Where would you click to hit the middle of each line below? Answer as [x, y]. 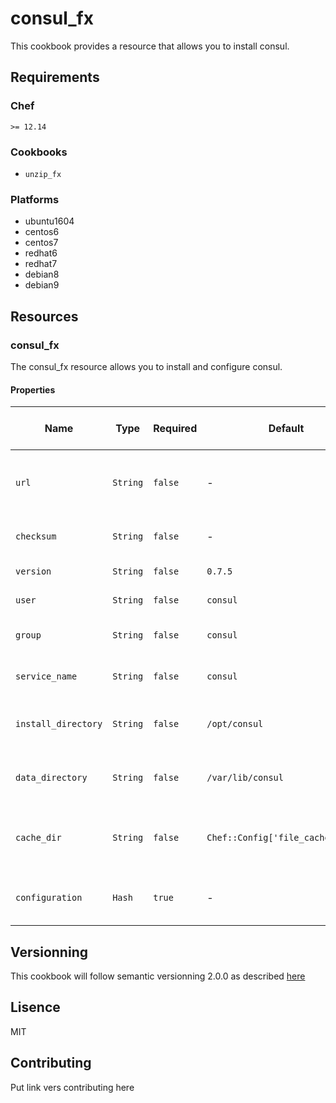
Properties [33, 389]
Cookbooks [39, 152]
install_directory [59, 724]
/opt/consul [235, 724]
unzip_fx [43, 174]
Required [175, 429]
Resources [44, 316]
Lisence [35, 1007]
